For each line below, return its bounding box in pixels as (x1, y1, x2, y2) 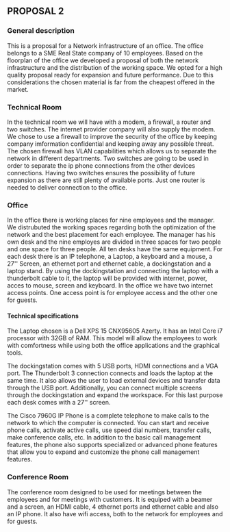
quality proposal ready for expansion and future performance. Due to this (7, 71, 214, 79)
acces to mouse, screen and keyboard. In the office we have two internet (7, 281, 214, 290)
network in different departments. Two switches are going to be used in (7, 154, 209, 162)
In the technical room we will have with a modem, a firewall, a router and (7, 118, 211, 126)
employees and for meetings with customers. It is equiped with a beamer (7, 495, 213, 503)
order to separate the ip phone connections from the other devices (7, 161, 196, 170)
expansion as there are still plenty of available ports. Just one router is (7, 176, 205, 184)
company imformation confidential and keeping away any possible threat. (7, 140, 214, 148)
